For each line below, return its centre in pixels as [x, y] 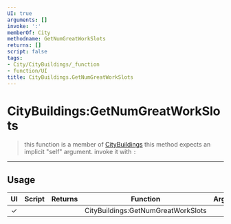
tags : [15, 58]
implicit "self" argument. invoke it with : [80, 152]
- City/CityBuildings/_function [53, 64]
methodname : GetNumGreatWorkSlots [57, 39]
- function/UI [27, 71]
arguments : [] [27, 20]
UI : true [20, 13]
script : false [27, 52]
